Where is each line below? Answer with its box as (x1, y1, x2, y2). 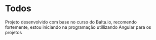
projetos (5, 29, 22, 35)
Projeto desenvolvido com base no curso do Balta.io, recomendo (5, 19, 137, 25)
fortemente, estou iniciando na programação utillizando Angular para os (5, 24, 152, 30)
